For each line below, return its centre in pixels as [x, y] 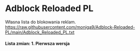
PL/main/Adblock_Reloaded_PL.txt [40, 32]
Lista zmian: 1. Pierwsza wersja [37, 43]
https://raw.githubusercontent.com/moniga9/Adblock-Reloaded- [70, 27]
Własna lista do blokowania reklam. [41, 22]
